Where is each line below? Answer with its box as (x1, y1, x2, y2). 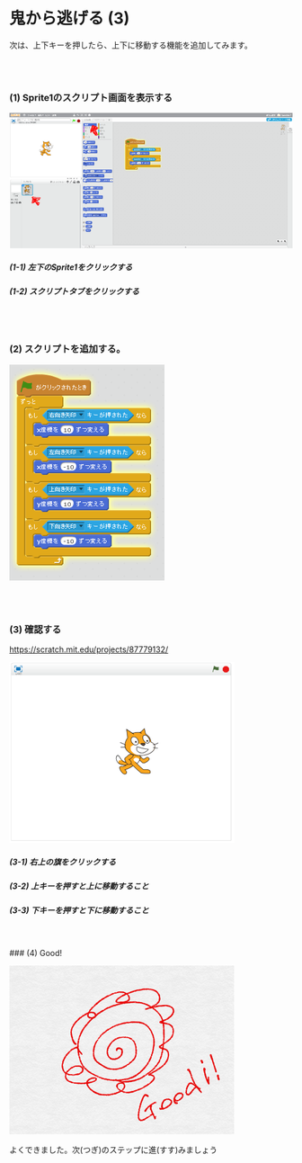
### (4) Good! (9, 947, 63, 958)
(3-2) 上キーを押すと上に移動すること (9, 881, 149, 891)
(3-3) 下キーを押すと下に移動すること (9, 905, 150, 916)
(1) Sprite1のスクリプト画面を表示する (9, 91, 173, 103)
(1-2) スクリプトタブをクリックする (9, 286, 139, 297)
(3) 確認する (9, 622, 62, 635)
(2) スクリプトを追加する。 (9, 343, 126, 355)
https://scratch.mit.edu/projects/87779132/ (9, 644, 169, 655)
